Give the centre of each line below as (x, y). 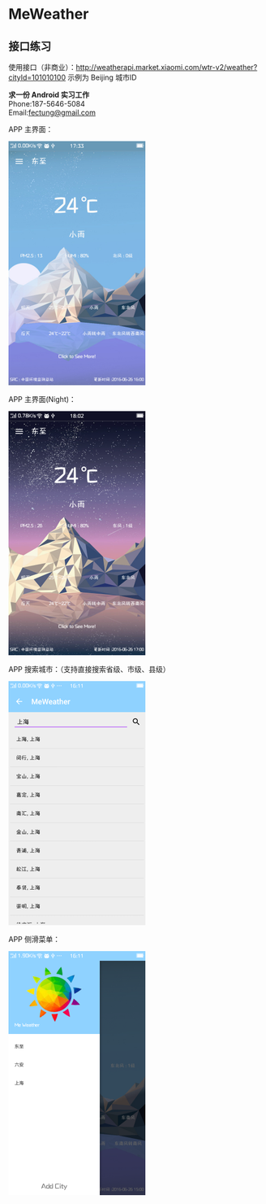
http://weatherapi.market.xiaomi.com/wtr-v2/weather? (167, 67)
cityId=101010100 (37, 77)
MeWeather (49, 14)
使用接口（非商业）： (42, 67)
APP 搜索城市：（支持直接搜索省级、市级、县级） (89, 669)
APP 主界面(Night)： (43, 399)
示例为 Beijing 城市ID (102, 77)
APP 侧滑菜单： (34, 939)
